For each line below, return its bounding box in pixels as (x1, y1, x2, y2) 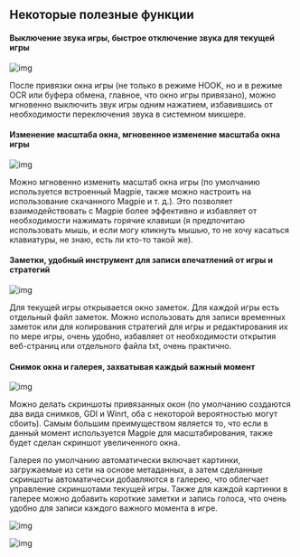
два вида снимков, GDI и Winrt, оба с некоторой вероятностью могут (9, 409, 278, 420)
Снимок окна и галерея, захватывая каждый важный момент (9, 361, 256, 372)
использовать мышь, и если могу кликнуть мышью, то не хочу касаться (9, 224, 289, 235)
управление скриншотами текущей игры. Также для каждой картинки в (9, 484, 288, 495)
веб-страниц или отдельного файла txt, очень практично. (9, 341, 232, 351)
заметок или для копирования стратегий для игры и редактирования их (9, 321, 289, 332)
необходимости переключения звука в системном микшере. (9, 109, 247, 119)
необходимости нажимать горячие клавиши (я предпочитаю (9, 214, 246, 225)
